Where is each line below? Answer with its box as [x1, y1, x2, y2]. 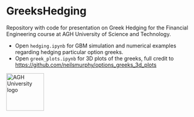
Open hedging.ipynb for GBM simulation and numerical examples [14, 42, 177, 49]
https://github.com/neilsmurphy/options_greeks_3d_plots [14, 61, 157, 68]
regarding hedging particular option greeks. [14, 48, 124, 55]
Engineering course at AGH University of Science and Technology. [6, 30, 171, 37]
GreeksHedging [6, 4, 87, 18]
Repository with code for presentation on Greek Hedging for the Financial [6, 24, 189, 31]
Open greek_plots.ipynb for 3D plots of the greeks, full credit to [14, 55, 174, 62]
